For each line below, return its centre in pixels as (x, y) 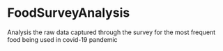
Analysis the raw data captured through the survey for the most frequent (111, 32)
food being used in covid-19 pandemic (62, 39)
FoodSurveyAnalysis (69, 13)
